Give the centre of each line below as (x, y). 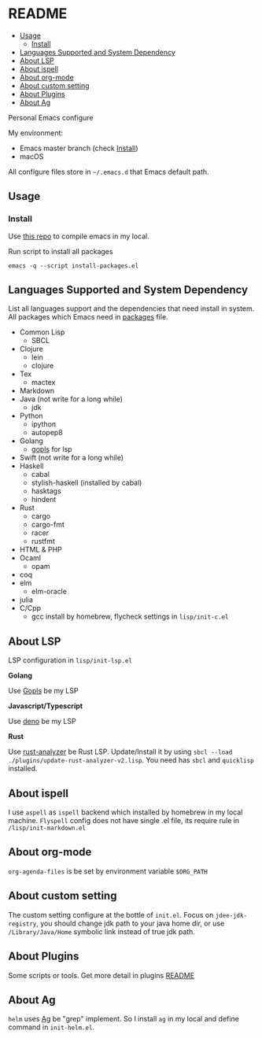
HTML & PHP (41, 550)
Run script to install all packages (61, 251)
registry (22, 924)
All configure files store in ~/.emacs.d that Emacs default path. (109, 172)
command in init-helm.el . (52, 1027)
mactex (43, 382)
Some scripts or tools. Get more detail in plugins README (101, 975)
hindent (44, 500)
